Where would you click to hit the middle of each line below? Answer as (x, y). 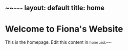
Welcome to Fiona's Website (64, 29)
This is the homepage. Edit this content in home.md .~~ (58, 42)
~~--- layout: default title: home (55, 8)
